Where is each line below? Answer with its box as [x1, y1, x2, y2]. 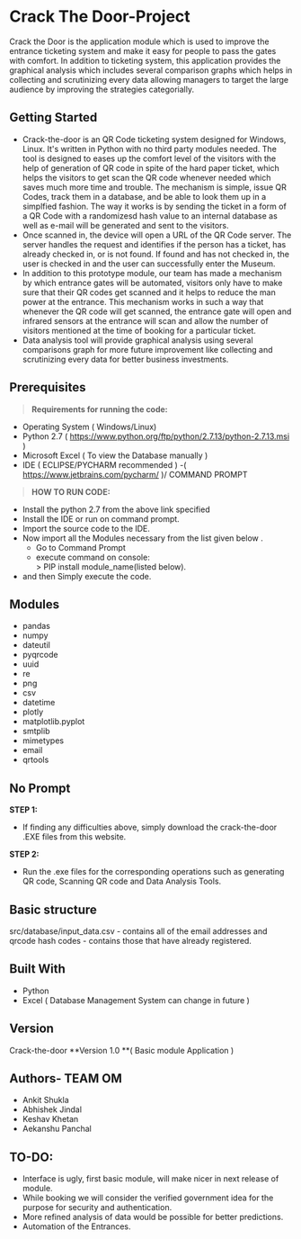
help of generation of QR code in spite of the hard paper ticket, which [22, 162, 280, 173]
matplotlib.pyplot [22, 716, 85, 727]
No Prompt [9, 780, 71, 795]
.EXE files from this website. [22, 831, 127, 842]
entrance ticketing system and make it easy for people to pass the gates [9, 45, 277, 56]
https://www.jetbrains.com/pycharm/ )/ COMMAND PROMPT [22, 469, 248, 480]
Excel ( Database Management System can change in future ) [22, 994, 250, 1005]
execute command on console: [35, 552, 150, 562]
